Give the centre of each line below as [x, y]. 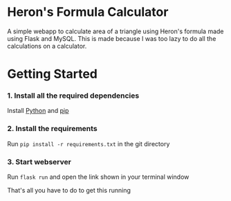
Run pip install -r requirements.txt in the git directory [89, 143]
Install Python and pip [38, 111]
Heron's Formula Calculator [88, 12]
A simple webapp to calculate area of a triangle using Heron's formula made [115, 31]
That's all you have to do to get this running [69, 191]
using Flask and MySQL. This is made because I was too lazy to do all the [112, 38]
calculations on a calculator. [47, 46]
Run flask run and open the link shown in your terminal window [98, 177]
